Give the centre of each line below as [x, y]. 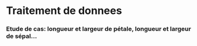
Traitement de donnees [64, 11]
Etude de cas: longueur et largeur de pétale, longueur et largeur [98, 29]
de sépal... [21, 36]
